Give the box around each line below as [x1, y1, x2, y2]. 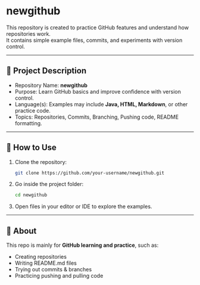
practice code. [14, 107, 51, 114]
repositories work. [6, 30, 51, 37]
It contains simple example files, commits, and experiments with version [6, 36, 183, 44]
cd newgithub [14, 192, 48, 198]
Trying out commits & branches [14, 266, 92, 273]
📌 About [6, 225, 37, 236]
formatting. [14, 119, 43, 126]
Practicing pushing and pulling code [14, 272, 104, 280]
